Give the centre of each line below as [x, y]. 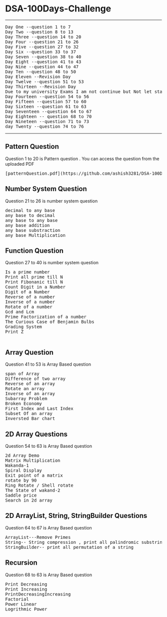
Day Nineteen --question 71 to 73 [47, 121]
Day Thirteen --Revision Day [41, 87]
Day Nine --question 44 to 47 [42, 67]
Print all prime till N [34, 277]
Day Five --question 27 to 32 [42, 47]
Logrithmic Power [26, 609]
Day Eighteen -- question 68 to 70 [48, 116]
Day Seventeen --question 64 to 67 [48, 111]
